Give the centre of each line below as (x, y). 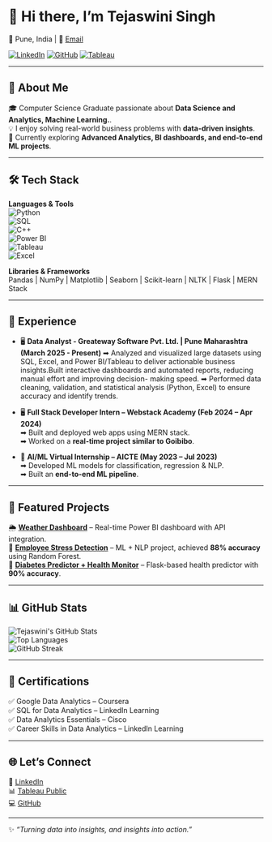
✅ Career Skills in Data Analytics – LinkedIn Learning (96, 728)
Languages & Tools (41, 204)
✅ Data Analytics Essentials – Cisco (68, 719)
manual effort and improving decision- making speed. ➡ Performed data (140, 379)
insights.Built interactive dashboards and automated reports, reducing (136, 370)
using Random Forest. (45, 556)
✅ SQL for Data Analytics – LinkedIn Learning (84, 710)
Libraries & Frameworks (49, 271)
